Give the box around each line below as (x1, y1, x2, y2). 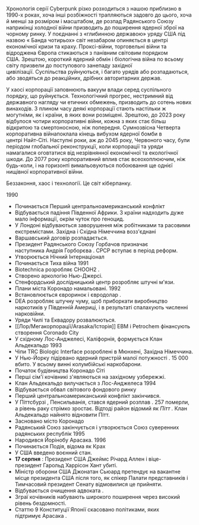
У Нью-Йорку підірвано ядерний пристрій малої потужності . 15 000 (14, 354, 189, 361)
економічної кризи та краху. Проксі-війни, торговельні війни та (6, 43, 167, 50)
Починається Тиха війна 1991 (14, 260, 89, 266)
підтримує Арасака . (14, 513, 67, 519)
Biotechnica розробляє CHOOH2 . (14, 266, 100, 273)
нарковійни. (14, 310, 46, 317)
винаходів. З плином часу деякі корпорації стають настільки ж (6, 105, 166, 112)
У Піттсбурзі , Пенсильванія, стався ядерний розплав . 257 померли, (14, 398, 190, 405)
